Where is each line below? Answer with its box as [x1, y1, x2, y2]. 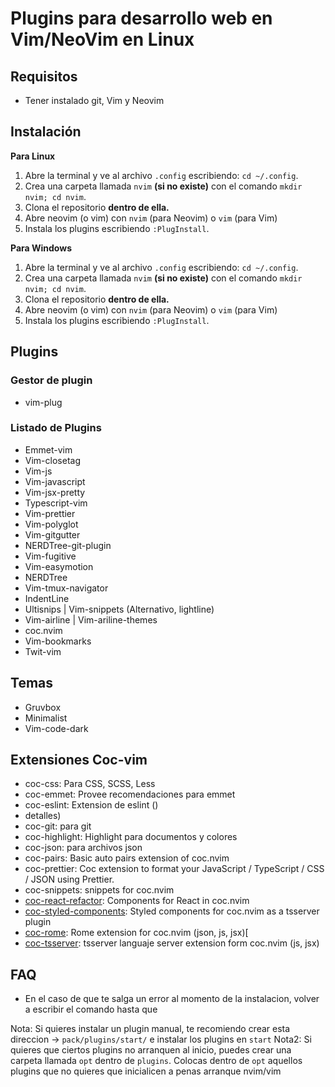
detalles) [24, 810, 62, 822]
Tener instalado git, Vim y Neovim [24, 95, 165, 106]
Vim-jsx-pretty [24, 486, 86, 498]
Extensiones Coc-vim [10, 752, 148, 768]
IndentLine [24, 592, 70, 604]
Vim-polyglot [24, 518, 79, 530]
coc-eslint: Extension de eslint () [24, 799, 159, 811]
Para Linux [10, 150, 56, 162]
